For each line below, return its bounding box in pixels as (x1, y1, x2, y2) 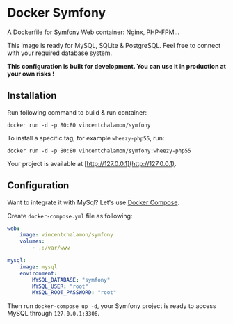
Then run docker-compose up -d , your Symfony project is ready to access (7, 302, 217, 310)
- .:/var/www (32, 245, 70, 252)
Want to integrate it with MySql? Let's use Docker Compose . (7, 198, 179, 206)
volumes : (19, 238, 45, 245)
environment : (19, 270, 58, 277)
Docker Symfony (7, 5, 106, 21)
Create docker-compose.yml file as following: (7, 211, 133, 220)
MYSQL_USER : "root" (32, 283, 89, 290)
